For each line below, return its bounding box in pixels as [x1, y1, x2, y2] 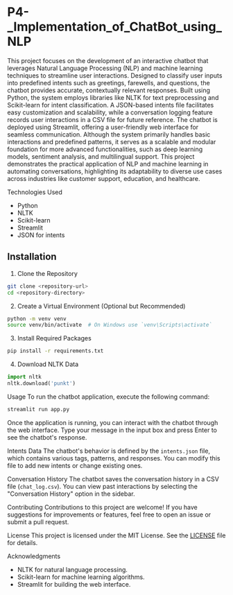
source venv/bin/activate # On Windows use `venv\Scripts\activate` [7, 322, 213, 329]
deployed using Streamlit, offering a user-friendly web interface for [7, 123, 199, 131]
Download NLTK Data [17, 360, 79, 368]
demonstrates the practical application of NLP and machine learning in [7, 159, 209, 168]
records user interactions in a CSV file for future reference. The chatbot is [7, 115, 218, 123]
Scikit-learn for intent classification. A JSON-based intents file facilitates [7, 101, 214, 109]
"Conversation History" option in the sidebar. [7, 490, 135, 498]
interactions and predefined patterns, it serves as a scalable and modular [7, 137, 216, 146]
